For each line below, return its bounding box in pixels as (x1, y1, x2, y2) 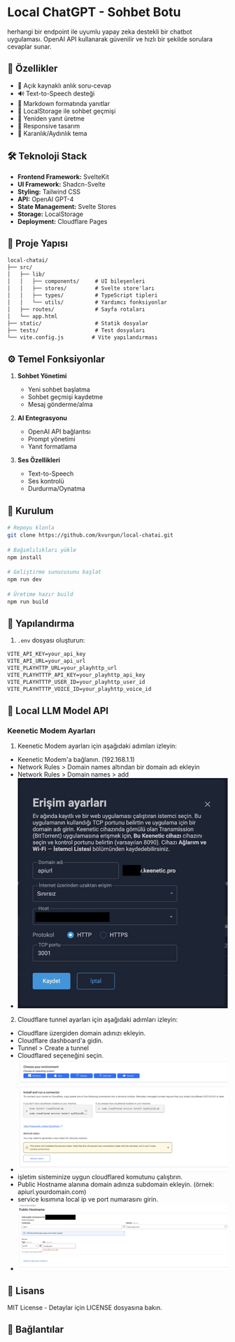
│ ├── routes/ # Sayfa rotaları (7, 306, 145, 313)
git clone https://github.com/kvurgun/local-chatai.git (7, 531, 173, 539)
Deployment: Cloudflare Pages (17, 217, 108, 225)
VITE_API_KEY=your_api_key (7, 650, 86, 658)
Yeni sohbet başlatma (27, 385, 91, 394)
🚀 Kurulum (7, 504, 54, 516)
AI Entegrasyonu (17, 414, 68, 422)
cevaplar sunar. (7, 42, 52, 51)
